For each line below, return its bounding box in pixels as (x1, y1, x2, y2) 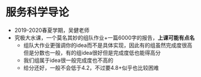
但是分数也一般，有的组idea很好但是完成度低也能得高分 (23, 49, 161, 56)
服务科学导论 (5, 5, 70, 19)
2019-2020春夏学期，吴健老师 (14, 26, 90, 34)
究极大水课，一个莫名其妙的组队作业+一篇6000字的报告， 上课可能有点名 (14, 34, 195, 41)
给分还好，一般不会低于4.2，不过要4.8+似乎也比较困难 (23, 64, 159, 71)
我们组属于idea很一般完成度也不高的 (23, 57, 114, 64)
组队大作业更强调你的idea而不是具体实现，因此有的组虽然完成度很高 (23, 42, 193, 49)
